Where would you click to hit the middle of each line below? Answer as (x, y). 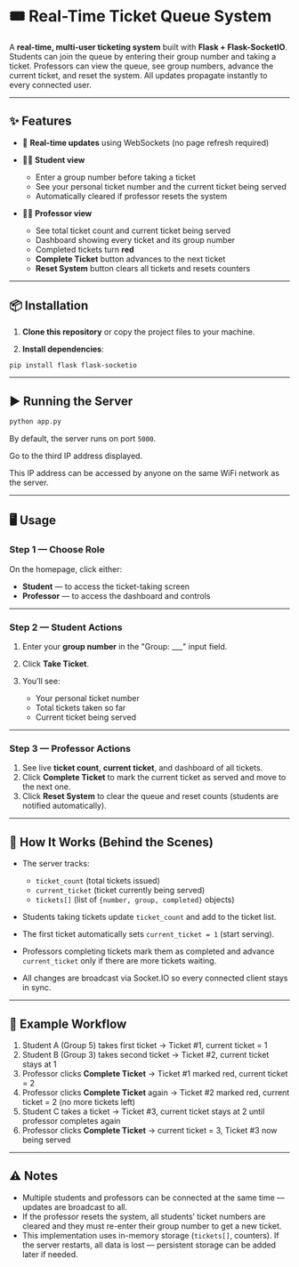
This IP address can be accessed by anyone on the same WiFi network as (145, 473)
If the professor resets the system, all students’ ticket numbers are (144, 1216)
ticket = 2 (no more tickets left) (79, 1102)
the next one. (46, 787)
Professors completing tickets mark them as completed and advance (148, 951)
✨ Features (40, 121)
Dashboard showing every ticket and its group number (135, 239)
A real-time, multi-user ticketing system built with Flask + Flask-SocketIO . (148, 47)
